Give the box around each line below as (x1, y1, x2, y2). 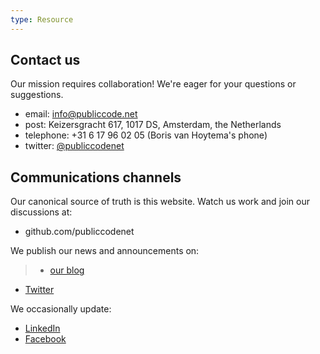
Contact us (10, 52, 81, 69)
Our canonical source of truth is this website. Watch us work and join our (10, 196, 310, 208)
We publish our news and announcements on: (10, 245, 200, 257)
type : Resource (10, 14, 74, 25)
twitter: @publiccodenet (24, 140, 125, 152)
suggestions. (10, 89, 64, 101)
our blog (49, 264, 85, 276)
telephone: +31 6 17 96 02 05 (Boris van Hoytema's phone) (24, 129, 268, 141)
